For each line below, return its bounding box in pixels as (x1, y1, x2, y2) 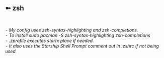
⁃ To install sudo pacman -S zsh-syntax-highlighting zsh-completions (5, 32, 150, 38)
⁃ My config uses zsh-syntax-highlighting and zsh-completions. (5, 27, 138, 33)
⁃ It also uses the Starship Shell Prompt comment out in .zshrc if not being (5, 42, 159, 49)
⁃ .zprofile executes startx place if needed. (5, 37, 94, 43)
